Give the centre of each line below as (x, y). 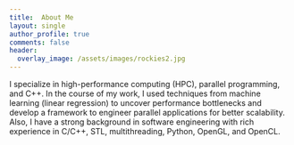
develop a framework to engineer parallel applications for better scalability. (147, 113)
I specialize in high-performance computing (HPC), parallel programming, (144, 84)
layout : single (38, 26)
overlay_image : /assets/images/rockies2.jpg (101, 59)
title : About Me (42, 17)
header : (24, 51)
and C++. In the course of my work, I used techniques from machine (135, 93)
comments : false (39, 42)
